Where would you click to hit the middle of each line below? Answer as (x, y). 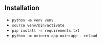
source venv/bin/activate (38, 25)
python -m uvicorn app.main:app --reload (54, 36)
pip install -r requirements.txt (46, 31)
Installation (22, 8)
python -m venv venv (32, 20)
